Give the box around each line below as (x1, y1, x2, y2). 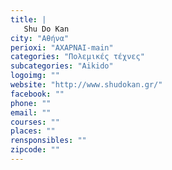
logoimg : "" (10, 71, 60, 81)
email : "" (10, 107, 52, 118)
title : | (10, 14, 47, 25)
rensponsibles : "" (10, 136, 87, 146)
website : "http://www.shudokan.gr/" (10, 80, 163, 90)
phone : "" (10, 98, 52, 108)
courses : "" (10, 117, 60, 127)
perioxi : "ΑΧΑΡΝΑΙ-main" (10, 42, 114, 53)
